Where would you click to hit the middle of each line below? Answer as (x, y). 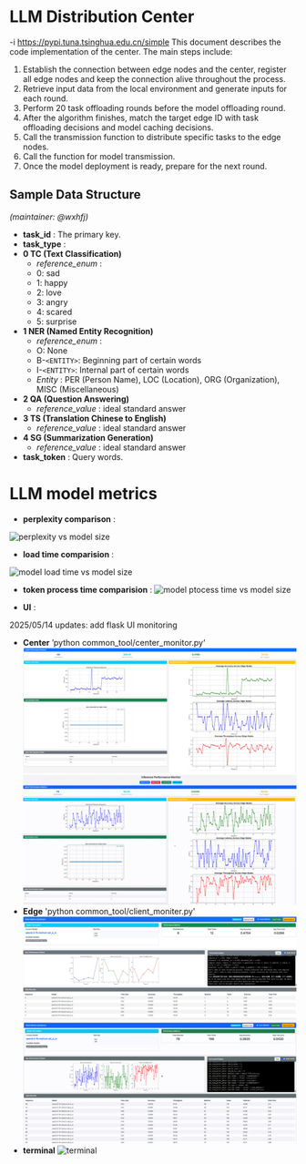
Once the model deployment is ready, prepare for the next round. (145, 166)
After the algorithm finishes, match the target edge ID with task (141, 117)
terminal (39, 1150)
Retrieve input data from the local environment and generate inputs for (155, 88)
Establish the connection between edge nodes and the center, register (154, 69)
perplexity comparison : (69, 519)
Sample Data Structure (75, 194)
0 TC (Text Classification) (72, 253)
